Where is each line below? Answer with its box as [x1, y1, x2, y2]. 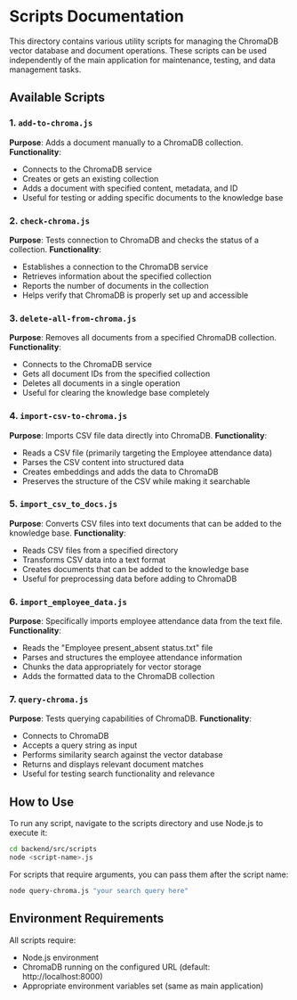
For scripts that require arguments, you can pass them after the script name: [9, 869, 289, 880]
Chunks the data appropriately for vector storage [21, 661, 202, 672]
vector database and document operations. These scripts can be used [9, 45, 267, 55]
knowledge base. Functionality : [9, 528, 126, 538]
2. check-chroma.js [9, 214, 91, 226]
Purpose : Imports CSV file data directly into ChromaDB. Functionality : [9, 430, 268, 440]
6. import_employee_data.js [9, 595, 127, 608]
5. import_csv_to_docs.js [9, 497, 118, 510]
